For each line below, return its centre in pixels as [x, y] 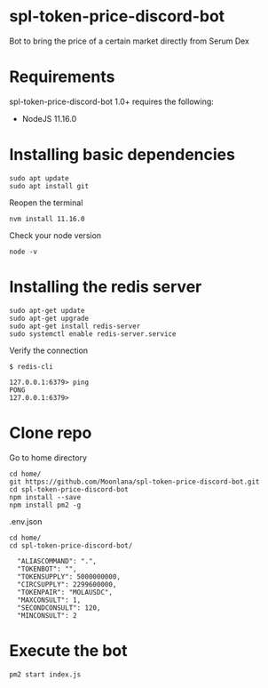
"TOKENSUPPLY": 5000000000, [69, 576]
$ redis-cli [31, 366]
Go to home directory [48, 457]
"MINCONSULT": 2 [47, 615]
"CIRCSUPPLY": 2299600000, [67, 584]
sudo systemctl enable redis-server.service [93, 334]
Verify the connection [49, 350]
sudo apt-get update [47, 310]
